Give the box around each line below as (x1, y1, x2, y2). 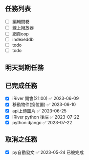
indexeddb (12, 36, 34, 42)
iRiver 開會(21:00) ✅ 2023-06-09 (12, 95, 79, 102)
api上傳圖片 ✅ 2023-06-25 (12, 107, 67, 114)
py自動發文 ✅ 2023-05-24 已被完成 (12, 149, 84, 155)
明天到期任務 (5, 63, 44, 72)
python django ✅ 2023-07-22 (12, 119, 72, 125)
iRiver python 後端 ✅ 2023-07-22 (12, 114, 80, 120)
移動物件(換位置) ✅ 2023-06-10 (12, 102, 76, 107)
